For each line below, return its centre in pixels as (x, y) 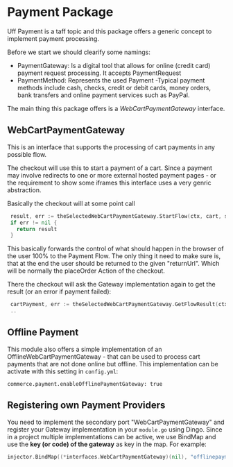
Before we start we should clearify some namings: (79, 52)
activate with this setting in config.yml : (63, 371)
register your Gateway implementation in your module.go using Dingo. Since (115, 429)
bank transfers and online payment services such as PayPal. (103, 95)
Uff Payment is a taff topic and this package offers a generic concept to (110, 31)
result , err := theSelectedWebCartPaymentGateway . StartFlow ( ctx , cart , (116, 216)
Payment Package (60, 12)
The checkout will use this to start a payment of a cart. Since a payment (110, 168)
